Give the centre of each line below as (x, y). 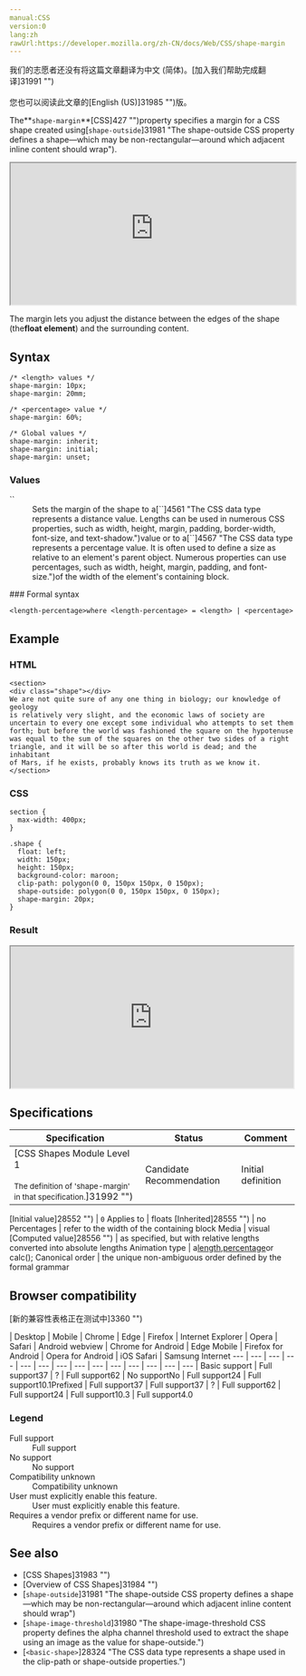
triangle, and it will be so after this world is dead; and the (133, 747)
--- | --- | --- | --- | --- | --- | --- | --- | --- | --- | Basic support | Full (146, 1366)
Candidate (167, 1169)
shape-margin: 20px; (56, 900)
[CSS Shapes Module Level (72, 1154)
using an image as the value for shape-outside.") (113, 1642)
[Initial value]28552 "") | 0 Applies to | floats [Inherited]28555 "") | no (138, 1219)
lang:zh (24, 34)
